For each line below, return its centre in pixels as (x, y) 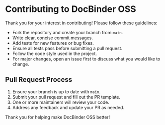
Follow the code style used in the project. (54, 54)
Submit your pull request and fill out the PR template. (66, 97)
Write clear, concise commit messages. (52, 38)
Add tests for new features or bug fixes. (53, 43)
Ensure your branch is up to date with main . (56, 92)
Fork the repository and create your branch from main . (68, 32)
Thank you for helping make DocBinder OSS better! (58, 117)
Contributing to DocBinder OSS (71, 9)
